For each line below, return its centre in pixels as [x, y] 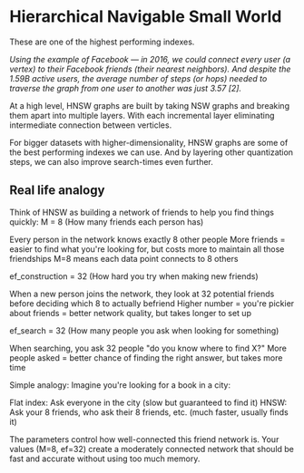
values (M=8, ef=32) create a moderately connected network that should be [152, 449]
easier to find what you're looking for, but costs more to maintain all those [147, 249]
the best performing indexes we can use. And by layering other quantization [151, 152]
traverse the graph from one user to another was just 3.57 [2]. [126, 88]
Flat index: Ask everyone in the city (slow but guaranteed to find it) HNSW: [148, 402]
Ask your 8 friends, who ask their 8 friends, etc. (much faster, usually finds [149, 412]
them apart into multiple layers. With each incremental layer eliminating [142, 115]
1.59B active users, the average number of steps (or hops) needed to [138, 78]
